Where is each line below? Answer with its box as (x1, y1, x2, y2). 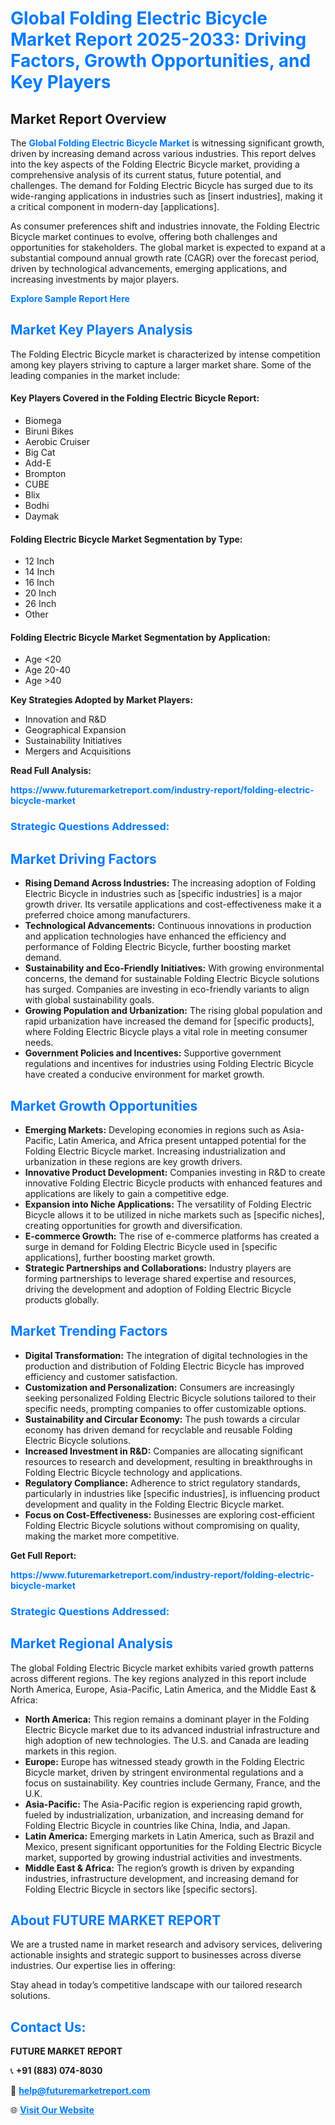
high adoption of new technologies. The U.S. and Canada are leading (24, 1734, 310, 1746)
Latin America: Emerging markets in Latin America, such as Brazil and (24, 1830, 315, 1842)
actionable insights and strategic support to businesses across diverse (10, 1949, 302, 1961)
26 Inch (24, 598, 57, 610)
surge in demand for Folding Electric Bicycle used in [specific (24, 1240, 278, 1252)
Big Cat (24, 447, 56, 459)
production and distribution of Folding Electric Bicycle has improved (24, 1360, 305, 1372)
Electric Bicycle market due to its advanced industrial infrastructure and (24, 1723, 320, 1736)
